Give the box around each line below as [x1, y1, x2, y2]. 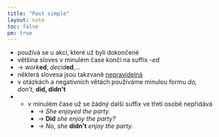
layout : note [7, 17, 45, 24]
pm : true [7, 29, 33, 37]
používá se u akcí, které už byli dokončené [17, 48, 139, 57]
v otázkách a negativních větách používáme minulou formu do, [17, 77, 198, 86]
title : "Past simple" [7, 10, 70, 17]
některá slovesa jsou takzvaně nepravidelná [17, 71, 143, 79]
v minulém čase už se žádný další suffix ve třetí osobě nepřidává [27, 100, 213, 108]
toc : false [7, 23, 39, 30]
